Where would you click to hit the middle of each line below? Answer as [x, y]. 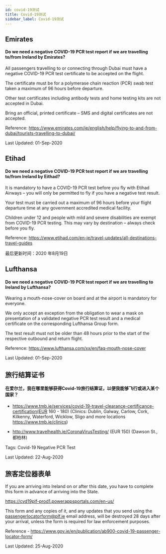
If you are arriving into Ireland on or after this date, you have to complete [79, 486]
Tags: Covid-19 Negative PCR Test [40, 447]
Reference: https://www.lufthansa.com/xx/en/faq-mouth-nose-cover [76, 348]
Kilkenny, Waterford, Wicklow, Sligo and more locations [69, 417]
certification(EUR [30, 411]
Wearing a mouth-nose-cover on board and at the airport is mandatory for [81, 298]
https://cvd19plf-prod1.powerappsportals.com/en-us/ [60, 501]
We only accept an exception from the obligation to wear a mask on [74, 313]
